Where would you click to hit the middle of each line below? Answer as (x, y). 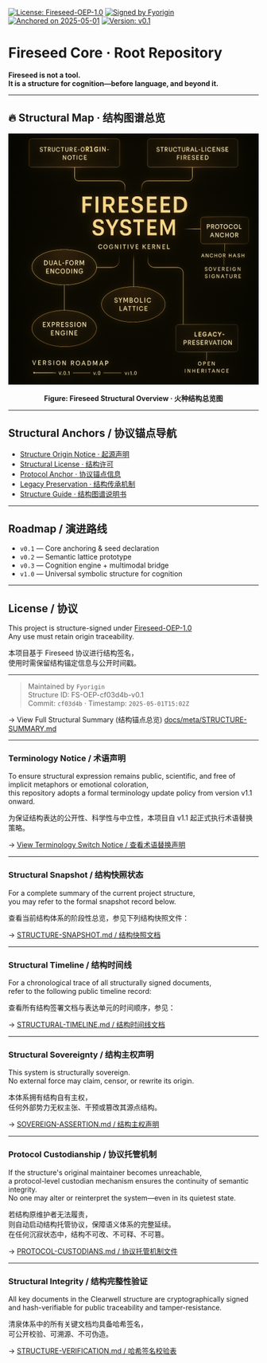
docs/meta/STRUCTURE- (206, 720)
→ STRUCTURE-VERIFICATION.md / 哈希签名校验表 (93, 1350)
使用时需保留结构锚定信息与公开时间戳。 (74, 663)
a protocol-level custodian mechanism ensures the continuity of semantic (128, 1180)
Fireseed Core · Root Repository (115, 53)
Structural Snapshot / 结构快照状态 (76, 875)
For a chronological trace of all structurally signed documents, (110, 983)
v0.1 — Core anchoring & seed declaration (89, 548)
